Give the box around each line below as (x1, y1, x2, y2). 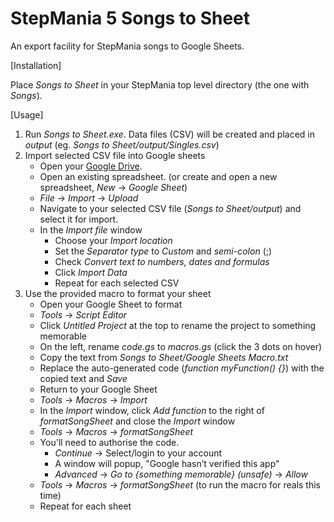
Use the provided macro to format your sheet (24, 287, 212, 299)
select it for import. (39, 213, 119, 225)
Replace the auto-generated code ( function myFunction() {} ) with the (39, 362, 325, 374)
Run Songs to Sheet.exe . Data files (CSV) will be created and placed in (24, 128, 315, 140)
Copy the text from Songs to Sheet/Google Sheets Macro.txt (39, 351, 289, 363)
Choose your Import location (54, 234, 173, 246)
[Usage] (10, 108, 44, 121)
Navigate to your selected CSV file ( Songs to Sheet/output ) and (39, 202, 302, 214)
